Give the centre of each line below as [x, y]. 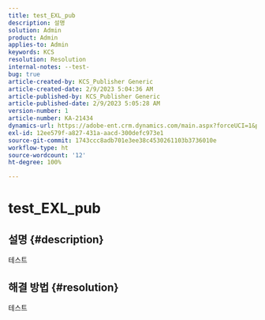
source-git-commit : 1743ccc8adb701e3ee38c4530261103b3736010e [112, 140]
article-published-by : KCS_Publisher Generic [84, 96]
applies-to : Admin [38, 45]
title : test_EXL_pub [42, 15]
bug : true [24, 74]
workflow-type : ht [38, 148]
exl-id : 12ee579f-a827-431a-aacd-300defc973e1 [86, 133]
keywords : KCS [32, 52]
